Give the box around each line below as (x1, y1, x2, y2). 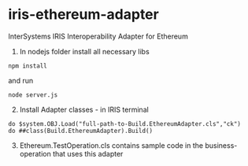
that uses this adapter (52, 149, 124, 158)
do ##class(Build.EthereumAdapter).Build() (8, 127, 154, 135)
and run (8, 76, 34, 85)
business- (204, 140, 238, 150)
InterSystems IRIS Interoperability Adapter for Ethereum (8, 31, 189, 41)
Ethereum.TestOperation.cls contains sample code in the (19, 140, 203, 150)
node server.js (8, 90, 58, 99)
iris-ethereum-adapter (8, 6, 159, 24)
